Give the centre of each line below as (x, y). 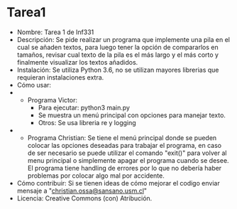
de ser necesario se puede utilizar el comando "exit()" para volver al (127, 153)
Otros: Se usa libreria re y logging (87, 122)
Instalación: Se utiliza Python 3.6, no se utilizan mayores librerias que (118, 70)
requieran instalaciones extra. (60, 77)
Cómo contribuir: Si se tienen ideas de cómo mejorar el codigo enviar (118, 183)
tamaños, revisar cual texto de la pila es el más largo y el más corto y (118, 55)
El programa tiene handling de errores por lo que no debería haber (125, 168)
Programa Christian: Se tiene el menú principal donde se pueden (122, 138)
